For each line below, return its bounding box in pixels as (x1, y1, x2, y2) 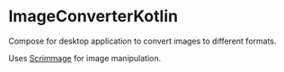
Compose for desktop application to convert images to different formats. (8, 36, 277, 46)
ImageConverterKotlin (8, 6, 179, 27)
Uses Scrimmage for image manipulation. (8, 52, 162, 63)
